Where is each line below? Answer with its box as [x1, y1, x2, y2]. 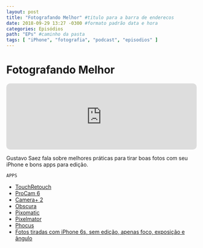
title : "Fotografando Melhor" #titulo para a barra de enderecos [6, 15, 174, 21]
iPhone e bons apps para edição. [6, 161, 89, 168]
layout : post [6, 8, 39, 15]
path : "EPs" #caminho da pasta [6, 31, 85, 38]
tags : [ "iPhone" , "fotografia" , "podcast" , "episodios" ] [6, 37, 158, 43]
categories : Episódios [6, 25, 63, 32]
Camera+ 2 [14, 196, 43, 203]
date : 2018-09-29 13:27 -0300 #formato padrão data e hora [6, 20, 158, 26]
